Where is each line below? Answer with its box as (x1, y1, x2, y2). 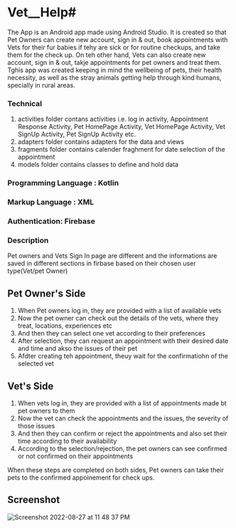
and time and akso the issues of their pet (17, 344, 138, 353)
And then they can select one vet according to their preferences (17, 329, 206, 338)
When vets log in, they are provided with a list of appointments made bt (17, 398, 227, 407)
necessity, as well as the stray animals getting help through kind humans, (7, 73, 222, 82)
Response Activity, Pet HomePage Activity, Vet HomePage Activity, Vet (17, 123, 226, 131)
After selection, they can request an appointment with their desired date (17, 336, 229, 346)
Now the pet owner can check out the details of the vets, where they (17, 314, 219, 323)
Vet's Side (7, 380, 54, 392)
